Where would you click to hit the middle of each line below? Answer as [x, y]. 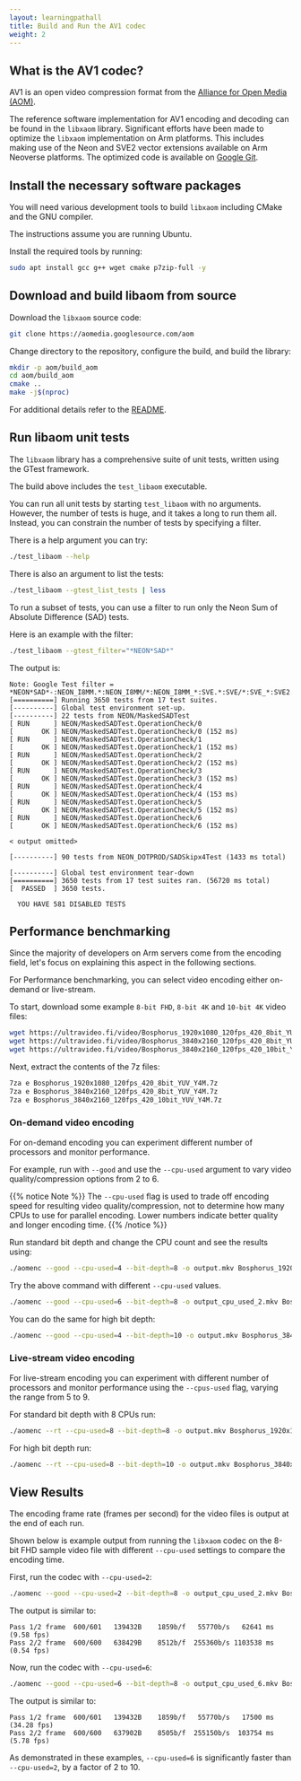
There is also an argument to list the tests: [86, 573]
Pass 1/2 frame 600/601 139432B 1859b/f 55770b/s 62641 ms [142, 1628]
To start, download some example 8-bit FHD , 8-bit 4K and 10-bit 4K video [148, 1007]
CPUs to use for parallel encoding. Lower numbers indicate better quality [144, 1215]
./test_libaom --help [50, 556]
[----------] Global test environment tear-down [102, 873]
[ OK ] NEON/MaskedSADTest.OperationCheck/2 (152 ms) [124, 763]
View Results [47, 1492]
